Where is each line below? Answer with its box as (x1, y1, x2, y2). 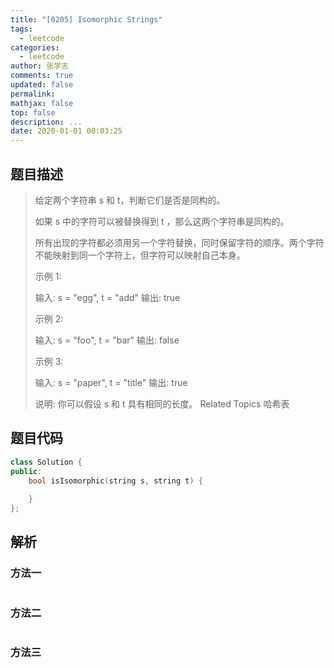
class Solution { (10, 457, 83, 467)
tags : (10, 24, 33, 34)
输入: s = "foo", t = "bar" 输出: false (34, 334, 180, 346)
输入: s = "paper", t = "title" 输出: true (34, 376, 188, 388)
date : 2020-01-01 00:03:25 (10, 126, 123, 136)
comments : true (10, 71, 74, 81)
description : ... (10, 117, 83, 127)
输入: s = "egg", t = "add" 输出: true (34, 291, 181, 303)
